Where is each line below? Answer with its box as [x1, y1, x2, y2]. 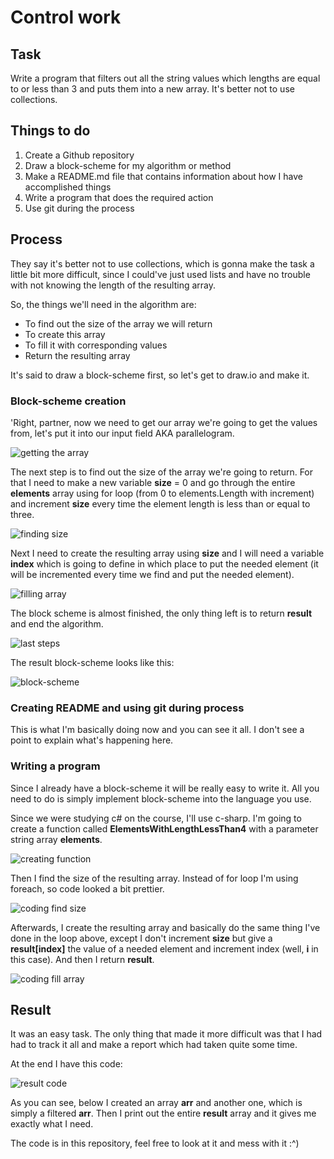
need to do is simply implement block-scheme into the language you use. [10, 792, 312, 805]
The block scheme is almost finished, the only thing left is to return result [10, 607, 313, 619]
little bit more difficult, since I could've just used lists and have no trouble [10, 268, 311, 280]
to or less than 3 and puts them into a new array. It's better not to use [10, 83, 295, 95]
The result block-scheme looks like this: [10, 656, 175, 668]
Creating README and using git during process [10, 701, 245, 715]
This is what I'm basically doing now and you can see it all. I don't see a [10, 724, 305, 736]
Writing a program [10, 759, 101, 773]
